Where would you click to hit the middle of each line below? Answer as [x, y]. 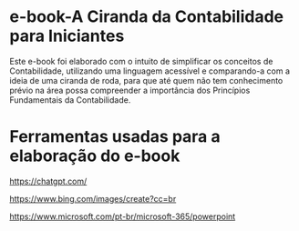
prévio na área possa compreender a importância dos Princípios [130, 90]
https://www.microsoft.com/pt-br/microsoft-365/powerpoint [123, 216]
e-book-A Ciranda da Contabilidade [147, 17]
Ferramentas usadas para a [115, 137]
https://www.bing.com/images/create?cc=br [93, 198]
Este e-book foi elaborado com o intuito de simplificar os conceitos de [141, 61]
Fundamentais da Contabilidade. [70, 100]
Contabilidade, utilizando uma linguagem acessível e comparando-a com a [149, 71]
